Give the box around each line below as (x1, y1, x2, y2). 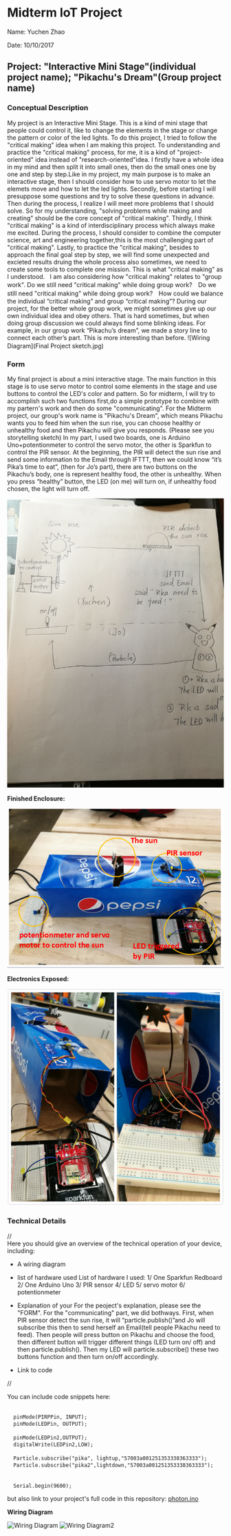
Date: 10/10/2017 (7, 41, 54, 49)
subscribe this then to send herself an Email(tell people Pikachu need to (16, 1323, 221, 1332)
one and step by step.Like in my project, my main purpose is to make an (7, 170, 211, 178)
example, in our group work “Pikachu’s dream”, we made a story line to (7, 326, 208, 335)
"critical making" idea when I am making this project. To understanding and (7, 140, 220, 149)
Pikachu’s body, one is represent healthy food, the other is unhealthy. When (7, 470, 222, 478)
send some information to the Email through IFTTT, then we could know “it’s (7, 455, 222, 463)
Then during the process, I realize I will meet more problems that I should (7, 199, 214, 207)
